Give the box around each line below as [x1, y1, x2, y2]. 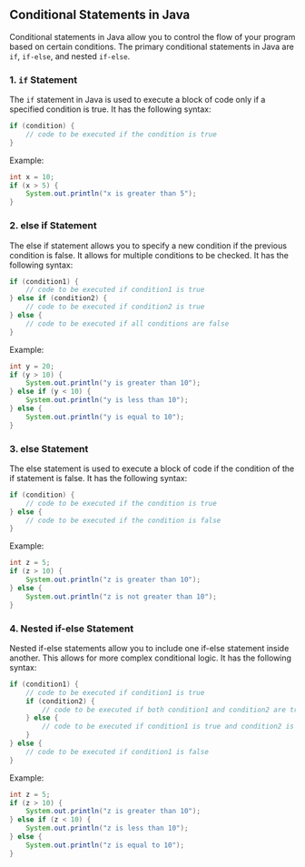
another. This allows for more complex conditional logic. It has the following [9, 652, 292, 663]
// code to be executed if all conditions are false [25, 318, 230, 328]
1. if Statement [9, 73, 78, 86]
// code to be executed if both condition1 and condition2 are [42, 705, 286, 714]
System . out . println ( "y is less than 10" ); [25, 396, 189, 405]
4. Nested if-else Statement [9, 622, 134, 635]
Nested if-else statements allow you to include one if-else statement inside [9, 642, 290, 653]
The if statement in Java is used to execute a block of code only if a [9, 95, 266, 106]
